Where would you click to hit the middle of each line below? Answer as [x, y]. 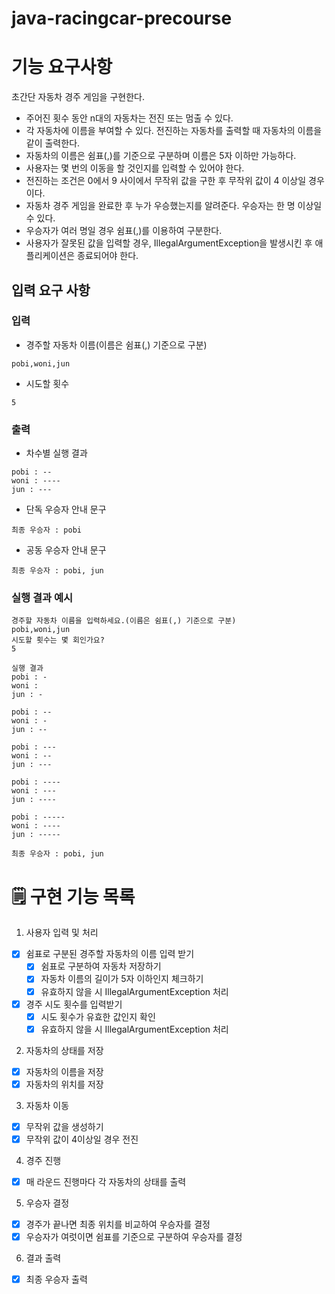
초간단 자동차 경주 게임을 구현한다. [78, 97]
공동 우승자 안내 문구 [66, 550]
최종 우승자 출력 [56, 1279]
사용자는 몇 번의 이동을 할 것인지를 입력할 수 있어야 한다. [135, 168]
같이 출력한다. [53, 143]
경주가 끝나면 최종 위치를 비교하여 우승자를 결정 [118, 1224]
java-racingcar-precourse [122, 18]
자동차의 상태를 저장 [64, 1050]
